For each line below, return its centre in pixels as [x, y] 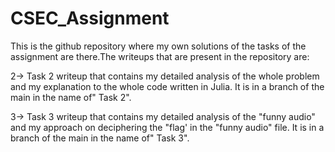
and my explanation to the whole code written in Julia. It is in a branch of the [167, 86]
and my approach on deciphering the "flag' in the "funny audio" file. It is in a [167, 127]
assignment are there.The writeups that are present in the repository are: [160, 56]
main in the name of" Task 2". [71, 97]
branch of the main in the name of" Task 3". [100, 138]
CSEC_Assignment [90, 18]
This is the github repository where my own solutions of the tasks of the [158, 46]
